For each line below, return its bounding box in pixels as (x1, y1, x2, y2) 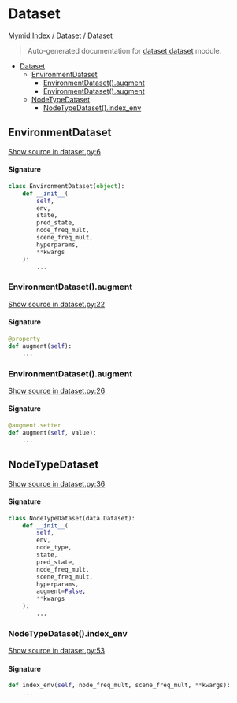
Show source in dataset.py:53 (8, 646, 105, 656)
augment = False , (36, 587, 87, 595)
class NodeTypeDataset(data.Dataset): (8, 514, 135, 522)
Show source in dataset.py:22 (8, 299, 105, 309)
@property (8, 335, 41, 342)
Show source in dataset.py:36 (8, 479, 106, 488)
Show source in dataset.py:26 (8, 386, 106, 395)
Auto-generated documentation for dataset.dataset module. (27, 46, 222, 55)
